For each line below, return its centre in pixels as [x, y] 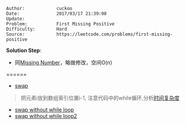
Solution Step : [24, 50]
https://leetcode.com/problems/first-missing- [115, 34]
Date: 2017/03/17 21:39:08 [57, 14]
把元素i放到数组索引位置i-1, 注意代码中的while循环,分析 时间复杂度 [100, 98]
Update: [16, 19]
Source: [16, 34]
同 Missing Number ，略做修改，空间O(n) [63, 63]
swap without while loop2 [46, 116]
